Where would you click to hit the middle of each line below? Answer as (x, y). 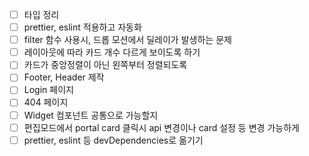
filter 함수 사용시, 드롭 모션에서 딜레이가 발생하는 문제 (127, 40)
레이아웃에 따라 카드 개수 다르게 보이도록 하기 (112, 52)
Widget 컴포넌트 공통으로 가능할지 (91, 115)
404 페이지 (46, 102)
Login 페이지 (48, 90)
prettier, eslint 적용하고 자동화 (82, 27)
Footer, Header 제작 (64, 77)
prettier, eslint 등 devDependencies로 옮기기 (113, 140)
